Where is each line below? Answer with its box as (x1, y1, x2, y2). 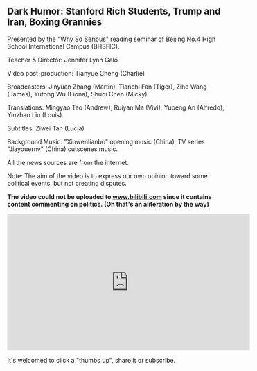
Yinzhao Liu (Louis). (7, 110, 64, 119)
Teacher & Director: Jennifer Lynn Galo (7, 55, 118, 64)
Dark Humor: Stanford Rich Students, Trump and (7, 6, 221, 17)
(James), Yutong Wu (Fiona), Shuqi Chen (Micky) (7, 89, 148, 98)
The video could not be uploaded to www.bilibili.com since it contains (7, 192, 213, 200)
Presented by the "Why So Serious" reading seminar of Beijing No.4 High (7, 35, 216, 43)
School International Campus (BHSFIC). (7, 42, 120, 51)
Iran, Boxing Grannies (7, 17, 103, 28)
